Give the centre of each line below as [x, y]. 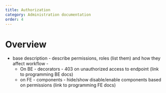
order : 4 [14, 19]
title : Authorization [28, 10]
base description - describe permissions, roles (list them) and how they [87, 58]
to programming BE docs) [47, 74]
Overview [26, 44]
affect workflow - [30, 64]
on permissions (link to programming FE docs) [68, 85]
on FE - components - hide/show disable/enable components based [91, 80]
